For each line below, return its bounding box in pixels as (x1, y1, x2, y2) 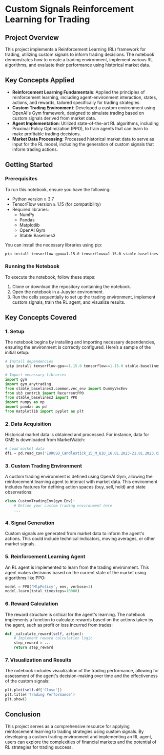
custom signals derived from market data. (12, 115, 96, 121)
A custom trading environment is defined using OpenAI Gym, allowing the (5, 474, 153, 480)
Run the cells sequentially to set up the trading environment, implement (12, 294, 156, 300)
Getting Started (5, 161, 53, 169)
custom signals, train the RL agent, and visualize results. (12, 299, 125, 305)
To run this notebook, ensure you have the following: (5, 186, 111, 192)
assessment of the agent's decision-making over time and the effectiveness (5, 673, 158, 679)
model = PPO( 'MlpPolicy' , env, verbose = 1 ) (5, 584, 93, 589)
